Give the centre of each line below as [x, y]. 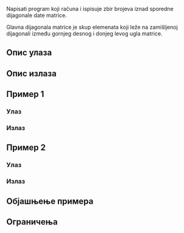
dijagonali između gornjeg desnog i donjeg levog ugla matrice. [84, 34]
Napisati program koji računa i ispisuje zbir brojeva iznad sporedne [90, 9]
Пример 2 [26, 148]
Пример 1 [25, 94]
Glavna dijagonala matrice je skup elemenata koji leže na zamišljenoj [92, 27]
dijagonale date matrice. [37, 15]
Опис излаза [31, 73]
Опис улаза [29, 53]
